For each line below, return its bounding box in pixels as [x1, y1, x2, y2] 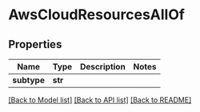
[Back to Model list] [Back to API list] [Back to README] [8, 95, 192, 105]
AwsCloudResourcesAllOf [8, 6, 186, 24]
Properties [8, 38, 62, 51]
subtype [12, 74, 46, 86]
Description [79, 62, 126, 72]
